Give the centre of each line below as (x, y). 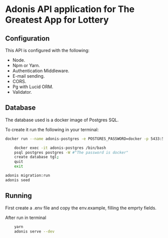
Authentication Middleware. (41, 71)
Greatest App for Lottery (57, 20)
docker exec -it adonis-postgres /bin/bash (60, 148)
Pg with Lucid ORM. (33, 87)
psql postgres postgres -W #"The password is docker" (71, 152)
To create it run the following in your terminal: (52, 129)
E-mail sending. (28, 76)
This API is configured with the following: (47, 50)
